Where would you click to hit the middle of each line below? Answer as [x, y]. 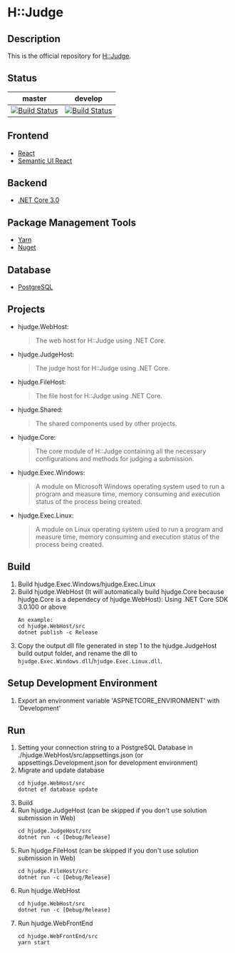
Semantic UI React [45, 161]
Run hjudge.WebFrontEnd [55, 923]
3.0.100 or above [42, 607]
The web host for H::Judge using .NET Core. [100, 341]
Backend [27, 183]
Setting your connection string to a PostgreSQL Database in [105, 747]
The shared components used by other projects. [106, 423]
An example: [35, 620]
